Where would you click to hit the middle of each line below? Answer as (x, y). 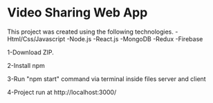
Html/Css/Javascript (36, 38)
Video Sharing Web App (77, 13)
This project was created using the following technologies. (91, 32)
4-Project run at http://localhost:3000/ (62, 92)
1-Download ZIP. (30, 52)
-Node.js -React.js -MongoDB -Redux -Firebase (135, 38)
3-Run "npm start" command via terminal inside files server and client (106, 79)
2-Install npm (26, 65)
